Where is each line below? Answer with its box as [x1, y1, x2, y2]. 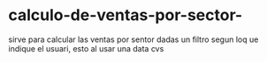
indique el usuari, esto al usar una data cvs [8, 43, 164, 53]
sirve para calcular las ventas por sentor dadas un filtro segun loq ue [8, 34, 259, 45]
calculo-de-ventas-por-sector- [8, 5, 243, 25]
